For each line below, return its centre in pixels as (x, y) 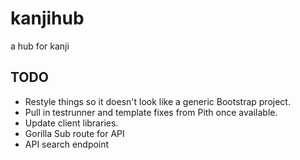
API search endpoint (67, 144)
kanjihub (47, 18)
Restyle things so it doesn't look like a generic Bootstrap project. (157, 101)
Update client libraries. (71, 123)
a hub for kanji (40, 46)
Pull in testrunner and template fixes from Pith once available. (151, 112)
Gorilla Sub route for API (74, 133)
